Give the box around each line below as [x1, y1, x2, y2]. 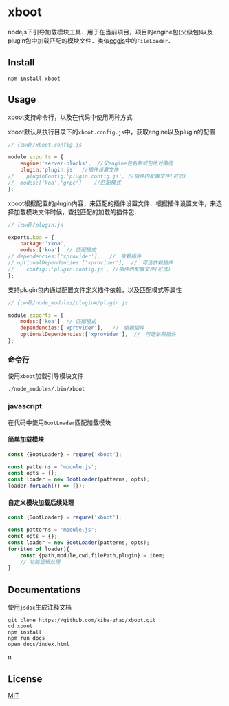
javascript [8, 402, 43, 411]
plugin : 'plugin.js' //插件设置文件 [20, 167, 119, 174]
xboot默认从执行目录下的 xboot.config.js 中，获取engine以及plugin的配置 [8, 127, 216, 136]
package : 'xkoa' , [20, 240, 67, 247]
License [8, 673, 43, 685]
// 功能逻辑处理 [20, 559, 61, 565]
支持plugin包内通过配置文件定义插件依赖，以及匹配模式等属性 [8, 285, 182, 293]
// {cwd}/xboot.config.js [8, 141, 82, 148]
